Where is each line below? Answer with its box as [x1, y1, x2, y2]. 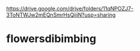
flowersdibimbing [6, 32, 97, 46]
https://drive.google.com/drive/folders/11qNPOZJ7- [6, 5, 134, 12]
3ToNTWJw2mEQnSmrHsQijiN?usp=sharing [6, 11, 116, 18]
